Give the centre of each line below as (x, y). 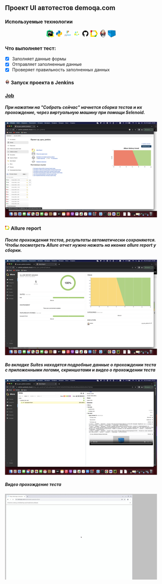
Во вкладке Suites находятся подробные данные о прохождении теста (81, 364)
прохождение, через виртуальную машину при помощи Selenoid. (75, 112)
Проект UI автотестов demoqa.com (60, 8)
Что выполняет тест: (31, 48)
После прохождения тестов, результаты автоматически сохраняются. (80, 240)
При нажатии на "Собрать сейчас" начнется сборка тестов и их (74, 107)
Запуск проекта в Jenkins (42, 83)
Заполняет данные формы (39, 59)
